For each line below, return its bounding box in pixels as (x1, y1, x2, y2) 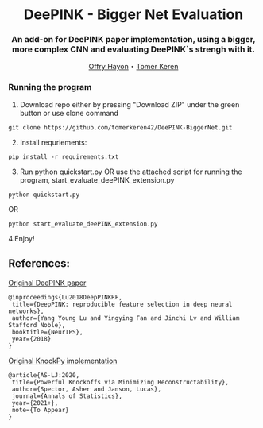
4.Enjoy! (8, 233, 35, 243)
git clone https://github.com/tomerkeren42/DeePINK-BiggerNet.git (8, 123, 233, 132)
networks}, (8, 307, 44, 315)
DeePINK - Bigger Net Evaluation (23, 6, 244, 24)
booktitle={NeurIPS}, (11, 328, 83, 336)
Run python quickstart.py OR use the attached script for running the (19, 167, 242, 176)
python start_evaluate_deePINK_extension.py (8, 220, 158, 228)
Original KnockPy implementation (8, 356, 118, 365)
